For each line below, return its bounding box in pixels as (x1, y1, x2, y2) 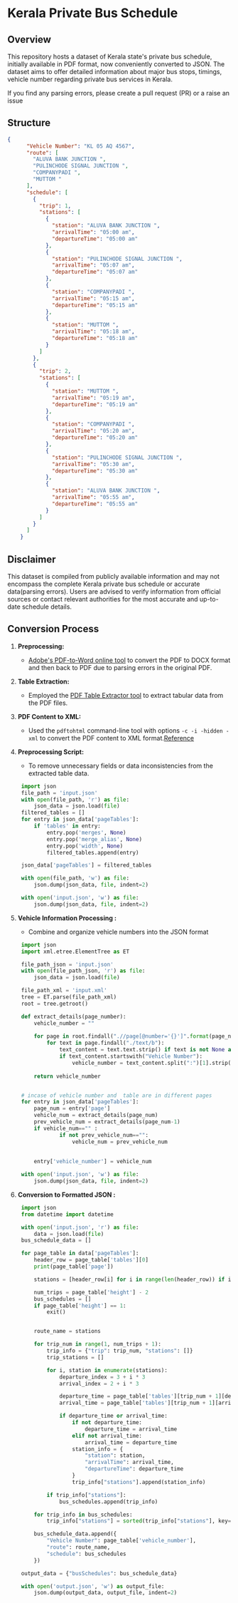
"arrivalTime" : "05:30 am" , (52, 460, 135, 468)
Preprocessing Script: (17, 747, 84, 756)
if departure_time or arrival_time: (59, 1413, 168, 1420)
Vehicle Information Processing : (17, 914, 117, 922)
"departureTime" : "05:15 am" (52, 301, 139, 309)
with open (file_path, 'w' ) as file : (21, 875, 130, 882)
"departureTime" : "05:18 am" (52, 335, 139, 342)
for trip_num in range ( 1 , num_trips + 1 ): (33, 1341, 162, 1348)
